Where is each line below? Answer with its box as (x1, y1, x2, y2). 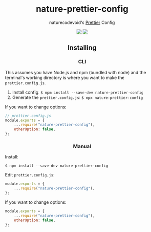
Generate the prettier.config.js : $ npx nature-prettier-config (12, 94, 143, 100)
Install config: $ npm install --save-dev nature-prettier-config (12, 89, 144, 95)
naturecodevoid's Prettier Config (49, 19, 115, 25)
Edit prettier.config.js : (5, 172, 55, 178)
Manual (73, 143, 91, 150)
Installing (67, 44, 97, 52)
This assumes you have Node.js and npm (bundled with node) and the (5, 69, 147, 75)
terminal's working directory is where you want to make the (5, 75, 125, 80)
